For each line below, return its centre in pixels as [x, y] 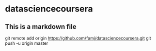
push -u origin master [27, 43]
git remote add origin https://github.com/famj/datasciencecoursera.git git [78, 38]
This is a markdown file [41, 27]
